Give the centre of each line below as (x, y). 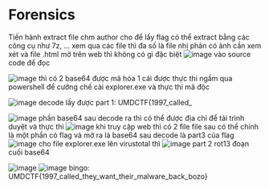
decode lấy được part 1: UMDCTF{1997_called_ (116, 102)
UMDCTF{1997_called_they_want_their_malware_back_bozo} (108, 176)
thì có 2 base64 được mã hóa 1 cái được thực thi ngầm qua (136, 78)
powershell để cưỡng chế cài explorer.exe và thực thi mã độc (109, 87)
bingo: (79, 167)
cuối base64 (29, 152)
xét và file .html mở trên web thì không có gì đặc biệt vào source (130, 54)
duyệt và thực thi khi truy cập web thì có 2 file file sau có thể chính (134, 126)
